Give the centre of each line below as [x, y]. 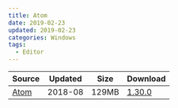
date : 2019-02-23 [37, 23]
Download [146, 78]
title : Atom [28, 15]
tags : [17, 45]
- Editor [30, 52]
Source [26, 78]
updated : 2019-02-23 [42, 30]
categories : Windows [42, 37]
